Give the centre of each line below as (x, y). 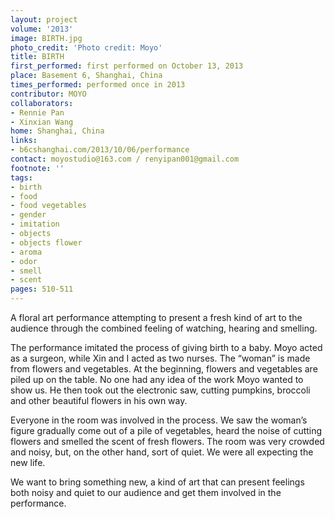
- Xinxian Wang (42, 122)
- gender (28, 215)
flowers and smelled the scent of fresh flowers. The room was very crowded (167, 441)
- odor (24, 261)
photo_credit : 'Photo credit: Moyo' (86, 47)
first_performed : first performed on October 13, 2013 (127, 66)
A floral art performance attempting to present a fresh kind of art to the (156, 317)
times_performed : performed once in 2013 (98, 85)
